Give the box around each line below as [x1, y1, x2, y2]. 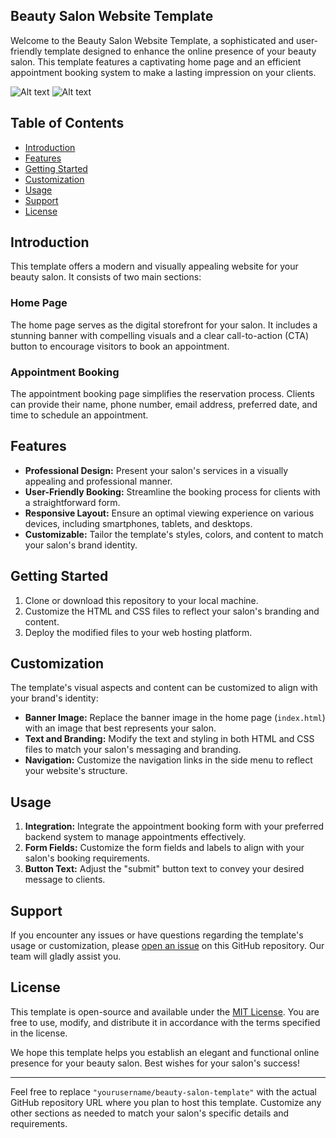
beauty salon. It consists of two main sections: [10, 271, 202, 283]
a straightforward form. [24, 496, 121, 508]
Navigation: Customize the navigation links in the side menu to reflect [24, 754, 313, 766]
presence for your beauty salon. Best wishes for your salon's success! [10, 1057, 301, 1069]
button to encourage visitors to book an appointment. [10, 340, 230, 352]
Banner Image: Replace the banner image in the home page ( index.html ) [24, 712, 326, 724]
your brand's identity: [10, 692, 99, 704]
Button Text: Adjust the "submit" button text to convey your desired [24, 863, 305, 875]
